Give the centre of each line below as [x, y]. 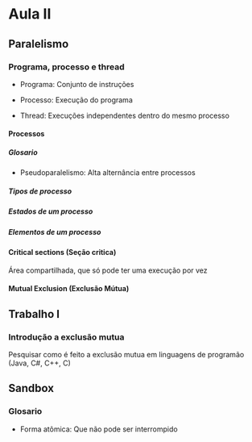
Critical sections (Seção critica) [62, 252]
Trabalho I [34, 314]
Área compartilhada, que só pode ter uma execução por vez [108, 270]
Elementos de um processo [55, 231]
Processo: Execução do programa [76, 100]
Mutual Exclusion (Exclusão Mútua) [69, 289]
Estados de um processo [51, 211]
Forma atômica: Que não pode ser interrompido [99, 429]
